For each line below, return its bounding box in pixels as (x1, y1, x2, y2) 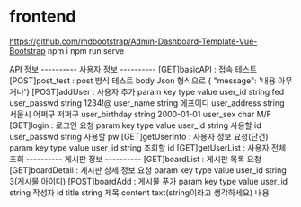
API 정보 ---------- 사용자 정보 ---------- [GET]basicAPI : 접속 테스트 (9, 64, 258, 74)
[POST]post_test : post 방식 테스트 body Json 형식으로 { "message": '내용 (9, 74, 277, 86)
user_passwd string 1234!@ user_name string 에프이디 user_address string (9, 97, 285, 108)
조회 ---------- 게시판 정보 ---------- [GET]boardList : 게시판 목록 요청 (9, 153, 262, 164)
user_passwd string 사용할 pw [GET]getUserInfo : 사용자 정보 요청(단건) (9, 131, 269, 142)
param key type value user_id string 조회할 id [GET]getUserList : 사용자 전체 (9, 142, 287, 153)
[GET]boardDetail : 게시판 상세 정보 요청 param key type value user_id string (9, 164, 288, 176)
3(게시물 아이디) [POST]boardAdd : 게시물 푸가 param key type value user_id (9, 176, 288, 186)
